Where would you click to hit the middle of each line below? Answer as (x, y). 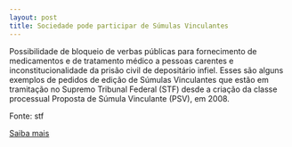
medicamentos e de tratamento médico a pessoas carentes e (122, 61)
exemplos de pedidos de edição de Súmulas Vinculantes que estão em (139, 79)
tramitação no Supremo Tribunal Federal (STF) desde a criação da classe (143, 89)
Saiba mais (29, 133)
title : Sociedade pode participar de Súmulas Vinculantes (119, 26)
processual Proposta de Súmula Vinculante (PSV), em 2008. (119, 98)
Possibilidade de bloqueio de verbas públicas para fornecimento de (133, 51)
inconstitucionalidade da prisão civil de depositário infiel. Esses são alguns (146, 70)
